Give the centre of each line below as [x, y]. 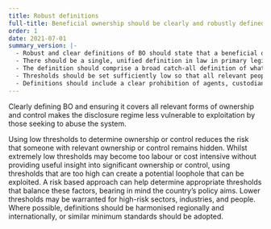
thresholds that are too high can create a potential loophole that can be [126, 173]
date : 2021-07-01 [38, 38]
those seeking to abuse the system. [67, 123]
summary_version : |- [43, 46]
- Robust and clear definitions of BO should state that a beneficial [137, 53]
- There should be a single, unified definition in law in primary [131, 61]
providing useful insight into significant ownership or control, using [119, 164]
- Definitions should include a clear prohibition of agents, [122, 83]
